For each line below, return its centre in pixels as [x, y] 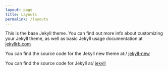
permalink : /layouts [27, 19]
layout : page [19, 10]
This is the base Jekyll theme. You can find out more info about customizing [84, 33]
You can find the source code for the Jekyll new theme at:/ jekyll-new [78, 53]
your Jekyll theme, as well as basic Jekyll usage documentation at [74, 38]
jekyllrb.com [18, 44]
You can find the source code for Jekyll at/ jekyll [55, 63]
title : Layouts [21, 14]
